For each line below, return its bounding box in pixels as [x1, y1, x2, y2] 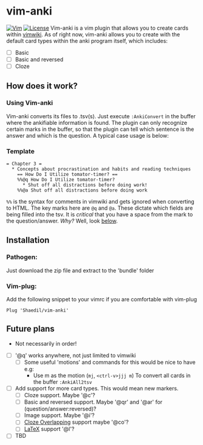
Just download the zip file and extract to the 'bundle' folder [6, 267, 155, 274]
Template [6, 147, 35, 155]
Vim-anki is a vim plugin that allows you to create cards [50, 24, 189, 32]
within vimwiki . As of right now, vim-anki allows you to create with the [6, 30, 181, 38]
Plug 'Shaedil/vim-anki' [6, 307, 69, 313]
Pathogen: [6, 253, 38, 261]
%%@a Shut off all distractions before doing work [17, 187, 148, 193]
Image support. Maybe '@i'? [24, 412, 95, 419]
